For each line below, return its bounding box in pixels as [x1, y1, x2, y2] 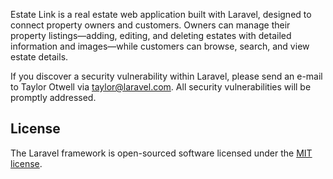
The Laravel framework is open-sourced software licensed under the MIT [10, 147, 313, 159]
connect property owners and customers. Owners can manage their [10, 19, 291, 31]
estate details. [10, 51, 69, 63]
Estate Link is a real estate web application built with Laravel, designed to [10, 9, 312, 20]
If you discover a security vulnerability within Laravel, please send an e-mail [10, 70, 323, 82]
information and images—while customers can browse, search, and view [10, 40, 310, 52]
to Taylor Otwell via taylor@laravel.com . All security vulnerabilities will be [10, 81, 312, 93]
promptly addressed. [10, 92, 97, 103]
